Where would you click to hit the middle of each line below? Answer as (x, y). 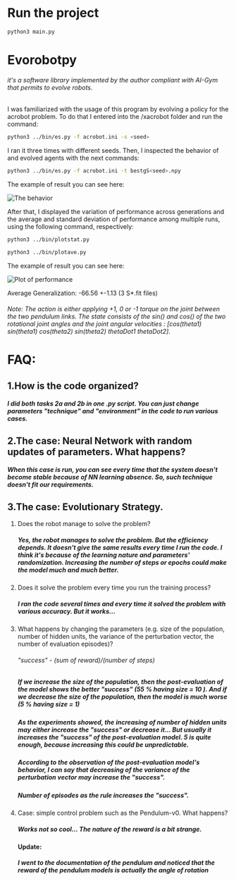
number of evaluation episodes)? (66, 644)
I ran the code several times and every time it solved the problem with (122, 604)
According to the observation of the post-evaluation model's (108, 763)
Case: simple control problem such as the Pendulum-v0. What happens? (123, 813)
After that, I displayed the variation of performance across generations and (116, 211)
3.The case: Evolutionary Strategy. (85, 507)
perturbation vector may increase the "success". (91, 777)
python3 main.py (31, 32)
